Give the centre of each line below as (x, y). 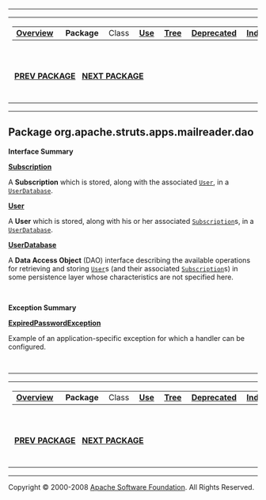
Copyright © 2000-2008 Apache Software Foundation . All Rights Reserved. (131, 487)
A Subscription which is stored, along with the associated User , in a (119, 182)
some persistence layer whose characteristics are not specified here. (121, 277)
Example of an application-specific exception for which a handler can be (127, 338)
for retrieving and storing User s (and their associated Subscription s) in (123, 268)
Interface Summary (41, 151)
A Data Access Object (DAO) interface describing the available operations (129, 260)
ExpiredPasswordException (55, 323)
